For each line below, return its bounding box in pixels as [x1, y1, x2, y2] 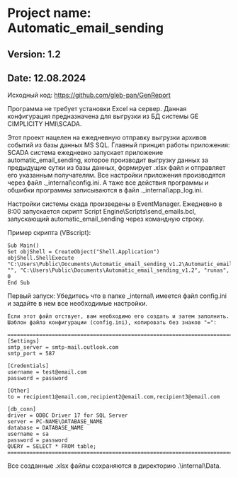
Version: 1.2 [7, 48, 62, 60]
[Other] [7, 387, 30, 394]
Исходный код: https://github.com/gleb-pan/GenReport [7, 91, 171, 100]
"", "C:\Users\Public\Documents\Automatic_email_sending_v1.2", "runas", [7, 267, 230, 274]
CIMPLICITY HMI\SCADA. [7, 120, 82, 128]
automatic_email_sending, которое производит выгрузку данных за [7, 156, 209, 164]
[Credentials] [7, 362, 50, 369]
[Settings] [7, 338, 40, 345]
